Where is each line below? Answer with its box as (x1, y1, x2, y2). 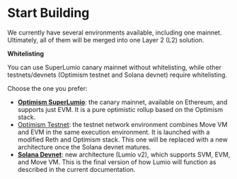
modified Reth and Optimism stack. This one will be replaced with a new (17, 135, 228, 144)
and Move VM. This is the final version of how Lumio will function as (17, 157, 216, 166)
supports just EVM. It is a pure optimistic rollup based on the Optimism (17, 105, 224, 113)
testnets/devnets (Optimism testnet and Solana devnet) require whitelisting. (7, 70, 228, 79)
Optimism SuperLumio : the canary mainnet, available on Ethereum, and (17, 97, 228, 106)
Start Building (7, 5, 90, 21)
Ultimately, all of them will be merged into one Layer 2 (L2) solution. (7, 35, 204, 44)
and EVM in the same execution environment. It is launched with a (17, 128, 210, 136)
